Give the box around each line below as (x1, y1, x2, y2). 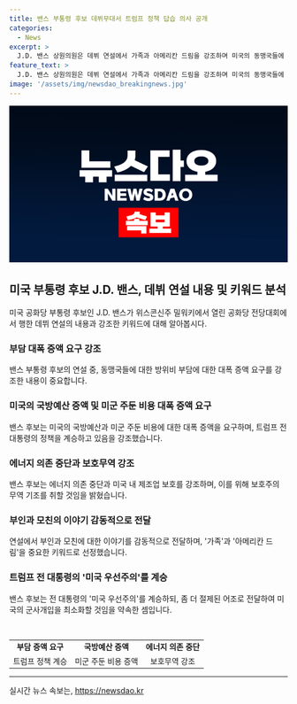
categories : (9, 23, 53, 33)
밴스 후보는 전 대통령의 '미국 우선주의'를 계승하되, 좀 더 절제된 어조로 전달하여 (9, 593, 276, 604)
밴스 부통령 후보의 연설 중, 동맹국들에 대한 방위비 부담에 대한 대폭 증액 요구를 (9, 364, 273, 375)
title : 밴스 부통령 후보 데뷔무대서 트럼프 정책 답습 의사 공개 (9, 14, 209, 23)
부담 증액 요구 (16, 642, 65, 653)
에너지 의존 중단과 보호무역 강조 (9, 457, 135, 469)
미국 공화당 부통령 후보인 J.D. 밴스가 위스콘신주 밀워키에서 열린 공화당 (9, 307, 250, 318)
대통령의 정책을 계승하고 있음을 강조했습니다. (9, 432, 164, 443)
